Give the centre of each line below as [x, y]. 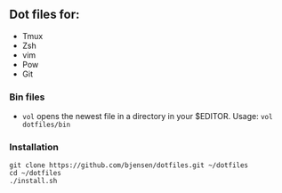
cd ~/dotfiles [36, 173]
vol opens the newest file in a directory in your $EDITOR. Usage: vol [147, 117]
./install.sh [33, 181]
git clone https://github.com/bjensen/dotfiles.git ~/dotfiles [129, 165]
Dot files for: [44, 15]
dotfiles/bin [46, 125]
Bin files [27, 97]
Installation [34, 148]
